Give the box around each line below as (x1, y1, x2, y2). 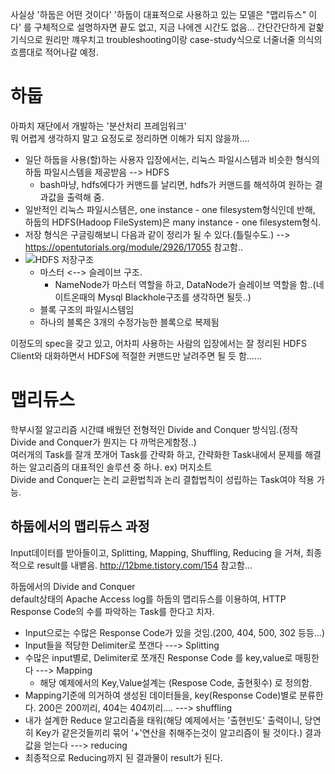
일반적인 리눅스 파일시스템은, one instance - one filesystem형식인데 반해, (24, 203, 316, 215)
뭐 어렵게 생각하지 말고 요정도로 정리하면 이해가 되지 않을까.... (10, 132, 250, 144)
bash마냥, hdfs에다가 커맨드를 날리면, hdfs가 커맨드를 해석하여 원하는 (39, 178, 313, 190)
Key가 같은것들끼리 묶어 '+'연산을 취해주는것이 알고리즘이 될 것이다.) (35, 726, 303, 738)
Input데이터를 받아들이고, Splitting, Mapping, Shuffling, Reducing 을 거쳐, (10, 546, 304, 558)
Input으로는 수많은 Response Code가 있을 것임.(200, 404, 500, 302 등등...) (24, 626, 326, 638)
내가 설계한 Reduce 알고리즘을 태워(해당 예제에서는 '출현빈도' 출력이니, (24, 714, 303, 726)
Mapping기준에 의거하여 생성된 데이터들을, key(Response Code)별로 (24, 689, 298, 701)
